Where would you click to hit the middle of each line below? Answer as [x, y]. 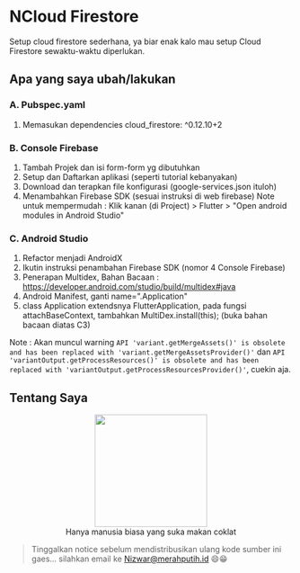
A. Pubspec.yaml [48, 105]
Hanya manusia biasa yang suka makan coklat [151, 532]
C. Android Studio [49, 238]
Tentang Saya [49, 398]
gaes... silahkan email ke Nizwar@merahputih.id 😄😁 [129, 559]
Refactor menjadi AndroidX [72, 258]
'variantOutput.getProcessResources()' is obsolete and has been [134, 361]
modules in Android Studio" [73, 215]
